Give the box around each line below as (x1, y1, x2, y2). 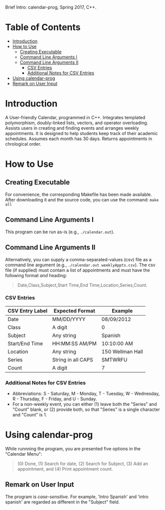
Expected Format (53, 307, 96, 314)
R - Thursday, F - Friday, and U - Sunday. (12, 396, 97, 402)
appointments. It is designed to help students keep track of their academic (5, 130, 158, 136)
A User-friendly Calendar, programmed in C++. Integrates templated (5, 114, 146, 120)
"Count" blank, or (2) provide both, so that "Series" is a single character (12, 406, 161, 413)
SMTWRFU (101, 356, 128, 363)
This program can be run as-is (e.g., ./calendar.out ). (5, 229, 115, 235)
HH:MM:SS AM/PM (52, 340, 97, 347)
